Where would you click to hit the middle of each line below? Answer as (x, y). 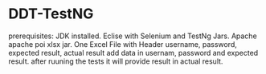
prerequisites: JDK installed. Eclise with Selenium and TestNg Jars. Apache (133, 36)
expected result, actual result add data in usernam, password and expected (133, 53)
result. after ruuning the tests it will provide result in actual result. (116, 61)
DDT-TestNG (51, 14)
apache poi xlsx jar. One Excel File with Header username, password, (123, 44)
